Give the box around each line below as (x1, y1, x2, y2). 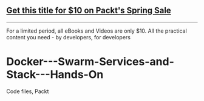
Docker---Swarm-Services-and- (6, 55, 175, 68)
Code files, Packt (6, 88, 49, 95)
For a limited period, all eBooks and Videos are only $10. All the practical (6, 27, 187, 34)
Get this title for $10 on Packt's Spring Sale (6, 5, 171, 16)
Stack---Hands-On (6, 68, 104, 81)
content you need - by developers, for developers (6, 33, 131, 41)
